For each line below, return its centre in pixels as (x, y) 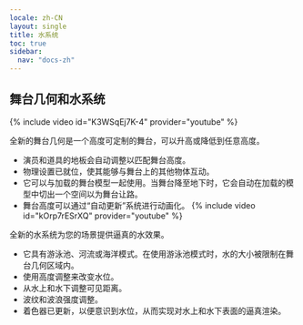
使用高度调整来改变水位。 (71, 276)
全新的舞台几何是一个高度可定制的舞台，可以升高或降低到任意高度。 (137, 140)
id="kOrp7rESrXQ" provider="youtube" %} (103, 216)
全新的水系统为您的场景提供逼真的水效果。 (89, 234)
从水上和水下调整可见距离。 (75, 288)
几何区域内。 (55, 265)
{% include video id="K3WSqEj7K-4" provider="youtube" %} (124, 122)
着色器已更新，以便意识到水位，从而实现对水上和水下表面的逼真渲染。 (154, 310)
